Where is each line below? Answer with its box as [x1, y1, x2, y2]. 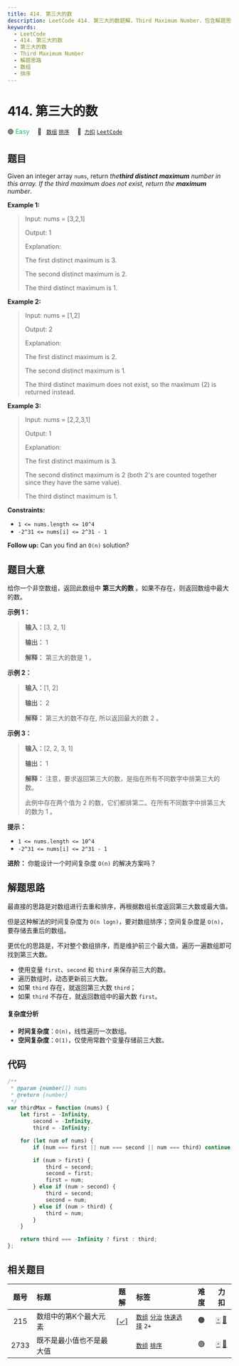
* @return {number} [10, 1091, 69, 1098]
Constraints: [7, 506, 46, 514]
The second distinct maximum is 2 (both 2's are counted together [24, 471, 218, 480]
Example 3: [7, 402, 41, 410]
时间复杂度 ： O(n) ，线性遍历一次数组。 [17, 1027, 131, 1035]
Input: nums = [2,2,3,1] [24, 415, 91, 424]
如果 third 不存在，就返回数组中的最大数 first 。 [17, 992, 161, 1000]
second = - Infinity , [33, 1118, 94, 1125]
